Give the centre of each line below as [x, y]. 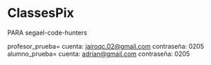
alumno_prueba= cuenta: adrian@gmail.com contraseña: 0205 [99, 54]
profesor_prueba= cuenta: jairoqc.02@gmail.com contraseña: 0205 [105, 46]
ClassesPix [41, 13]
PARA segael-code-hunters [47, 32]
